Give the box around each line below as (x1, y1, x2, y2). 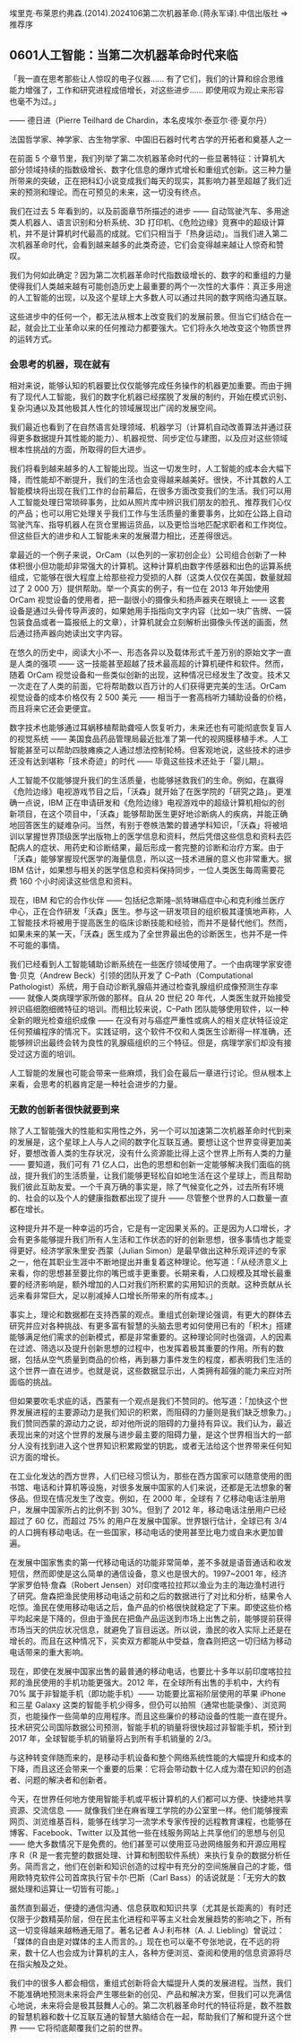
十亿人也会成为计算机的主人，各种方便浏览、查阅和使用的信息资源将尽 (32, 1948, 292, 1958)
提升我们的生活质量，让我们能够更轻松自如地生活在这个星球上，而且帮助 (24, 1170, 292, 1182)
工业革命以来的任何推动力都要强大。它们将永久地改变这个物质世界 (47, 322, 292, 333)
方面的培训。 (32, 1049, 81, 1060)
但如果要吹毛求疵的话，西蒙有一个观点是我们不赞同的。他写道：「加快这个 (9, 1396, 280, 1407)
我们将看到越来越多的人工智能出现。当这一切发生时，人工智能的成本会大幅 (9, 463, 284, 474)
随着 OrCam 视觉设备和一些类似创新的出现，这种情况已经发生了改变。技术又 (9, 669, 291, 680)
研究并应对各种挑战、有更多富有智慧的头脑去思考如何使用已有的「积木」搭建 (9, 1321, 292, 1331)
